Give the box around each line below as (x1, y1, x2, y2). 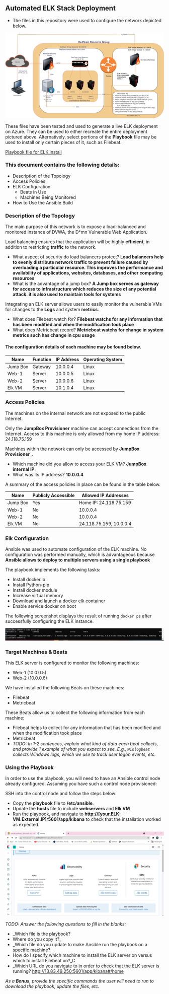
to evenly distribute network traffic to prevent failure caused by (12, 259, 148, 265)
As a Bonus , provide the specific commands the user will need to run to (5, 978, 154, 984)
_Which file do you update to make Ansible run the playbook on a (12, 941, 147, 947)
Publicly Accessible (32, 492, 75, 499)
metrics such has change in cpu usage (12, 332, 95, 338)
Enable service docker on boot (12, 603, 76, 609)
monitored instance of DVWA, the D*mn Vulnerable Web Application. (5, 229, 147, 235)
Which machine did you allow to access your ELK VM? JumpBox (12, 461, 147, 467)
